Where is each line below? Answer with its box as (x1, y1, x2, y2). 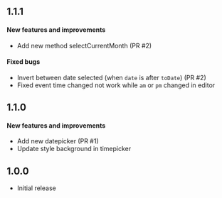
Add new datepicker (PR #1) (16, 137, 99, 145)
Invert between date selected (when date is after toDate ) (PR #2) (16, 73, 207, 82)
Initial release (16, 184, 56, 192)
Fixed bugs (6, 57, 41, 66)
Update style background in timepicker (16, 145, 132, 153)
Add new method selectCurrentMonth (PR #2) (16, 41, 152, 50)
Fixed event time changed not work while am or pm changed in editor (16, 81, 216, 89)
